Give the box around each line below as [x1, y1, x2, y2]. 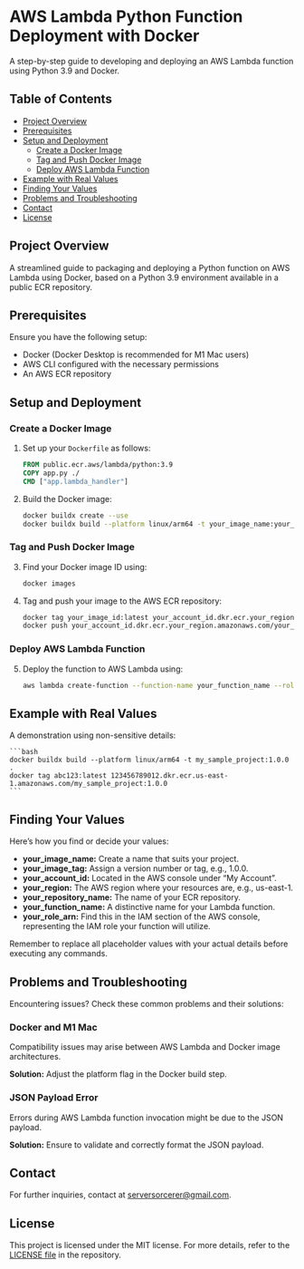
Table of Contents [9, 92, 113, 107]
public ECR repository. [9, 281, 93, 292]
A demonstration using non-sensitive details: [9, 730, 176, 741]
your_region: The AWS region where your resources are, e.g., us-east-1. [22, 882, 294, 894]
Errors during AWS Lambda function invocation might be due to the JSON [9, 1112, 283, 1123]
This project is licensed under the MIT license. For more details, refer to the [9, 1240, 290, 1251]
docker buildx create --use [22, 510, 128, 520]
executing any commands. [9, 948, 109, 959]
